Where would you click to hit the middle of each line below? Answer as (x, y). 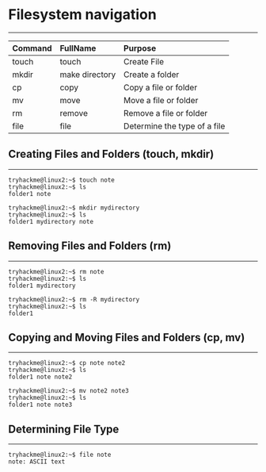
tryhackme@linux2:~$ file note (60, 455)
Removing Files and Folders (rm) (90, 246)
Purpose (140, 48)
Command (32, 48)
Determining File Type (64, 429)
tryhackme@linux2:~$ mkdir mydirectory (74, 208)
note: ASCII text (37, 462)
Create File (144, 61)
